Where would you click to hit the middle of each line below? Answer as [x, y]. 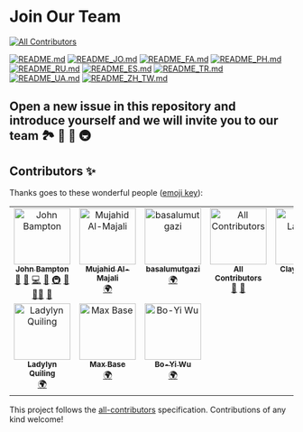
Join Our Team [65, 17]
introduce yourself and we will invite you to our [144, 120]
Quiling [42, 373]
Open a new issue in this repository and [123, 107]
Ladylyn [42, 364]
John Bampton [42, 269]
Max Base [108, 364]
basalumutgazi [173, 269]
